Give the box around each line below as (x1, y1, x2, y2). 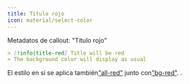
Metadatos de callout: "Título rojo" (7, 36, 107, 44)
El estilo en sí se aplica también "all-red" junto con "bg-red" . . (7, 69, 183, 77)
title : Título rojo (7, 10, 65, 17)
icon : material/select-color (7, 17, 93, 24)
